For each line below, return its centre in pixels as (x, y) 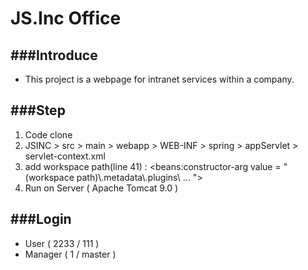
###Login (41, 219)
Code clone (48, 134)
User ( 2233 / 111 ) (62, 243)
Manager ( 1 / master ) (70, 254)
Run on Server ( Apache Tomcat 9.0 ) (101, 188)
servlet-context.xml (65, 156)
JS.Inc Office (66, 18)
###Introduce (54, 55)
